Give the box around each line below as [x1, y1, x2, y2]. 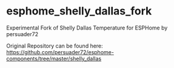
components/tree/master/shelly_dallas [6, 55, 102, 62]
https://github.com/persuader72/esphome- [6, 48, 114, 55]
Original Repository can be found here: [6, 42, 103, 49]
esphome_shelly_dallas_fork [6, 4, 152, 18]
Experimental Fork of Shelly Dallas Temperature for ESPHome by [6, 24, 168, 31]
